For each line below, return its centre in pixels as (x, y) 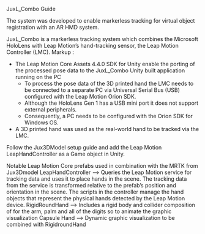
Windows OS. (42, 123)
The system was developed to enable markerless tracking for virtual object (101, 21)
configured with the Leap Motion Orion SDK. (80, 96)
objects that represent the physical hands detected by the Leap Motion (96, 198)
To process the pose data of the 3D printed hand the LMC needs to (109, 83)
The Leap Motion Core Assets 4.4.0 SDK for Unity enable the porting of (105, 64)
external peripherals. (50, 109)
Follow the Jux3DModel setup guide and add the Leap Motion (84, 147)
